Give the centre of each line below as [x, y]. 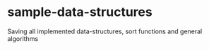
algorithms [23, 38]
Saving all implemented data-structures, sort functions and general [105, 31]
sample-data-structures [80, 12]
